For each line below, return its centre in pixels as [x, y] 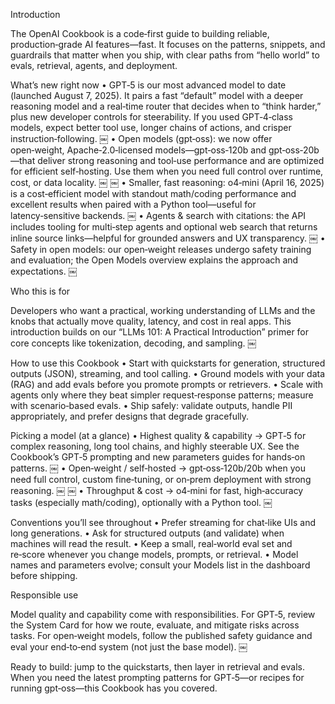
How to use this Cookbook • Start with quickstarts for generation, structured [168, 363]
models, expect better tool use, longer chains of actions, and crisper [151, 127]
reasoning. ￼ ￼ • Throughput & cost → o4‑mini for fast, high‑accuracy [157, 490]
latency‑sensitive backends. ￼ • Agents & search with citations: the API [158, 215]
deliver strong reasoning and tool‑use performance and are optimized [181, 160]
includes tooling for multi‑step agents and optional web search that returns [164, 227]
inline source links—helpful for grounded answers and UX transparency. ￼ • [168, 238]
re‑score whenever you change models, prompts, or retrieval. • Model [154, 554]
